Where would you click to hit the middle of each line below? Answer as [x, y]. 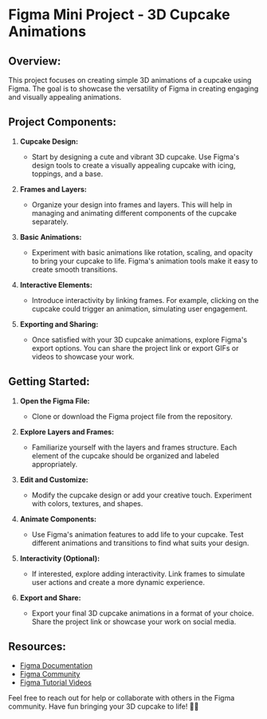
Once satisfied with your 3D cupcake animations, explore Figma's [139, 340]
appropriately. [55, 464]
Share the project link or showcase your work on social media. [134, 621]
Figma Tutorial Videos [55, 682]
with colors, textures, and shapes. [87, 503]
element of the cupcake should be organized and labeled [125, 455]
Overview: [35, 61]
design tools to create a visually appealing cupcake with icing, [133, 165]
